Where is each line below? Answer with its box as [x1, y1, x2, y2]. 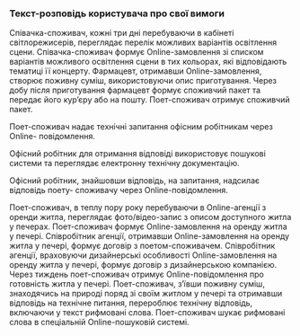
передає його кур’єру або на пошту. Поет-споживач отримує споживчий [9, 94, 290, 105]
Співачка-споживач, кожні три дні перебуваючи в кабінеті [9, 28, 234, 39]
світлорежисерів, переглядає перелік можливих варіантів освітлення [9, 37, 277, 48]
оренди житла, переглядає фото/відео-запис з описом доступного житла [9, 212, 292, 223]
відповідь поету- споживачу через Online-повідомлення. [9, 185, 229, 196]
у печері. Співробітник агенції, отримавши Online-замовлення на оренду [9, 231, 290, 242]
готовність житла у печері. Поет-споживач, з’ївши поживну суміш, [9, 279, 265, 289]
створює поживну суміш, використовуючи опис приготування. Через [9, 75, 277, 86]
